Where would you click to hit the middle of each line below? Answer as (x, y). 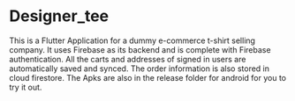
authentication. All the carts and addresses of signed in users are (128, 59)
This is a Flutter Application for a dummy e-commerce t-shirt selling (132, 40)
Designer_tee (59, 16)
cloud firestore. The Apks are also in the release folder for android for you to (148, 77)
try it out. (26, 87)
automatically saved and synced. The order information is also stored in (140, 69)
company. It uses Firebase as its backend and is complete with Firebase (140, 49)
